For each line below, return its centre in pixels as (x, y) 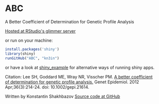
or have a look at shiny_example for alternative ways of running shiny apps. (80, 67)
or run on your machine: (29, 40)
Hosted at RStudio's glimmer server (40, 31)
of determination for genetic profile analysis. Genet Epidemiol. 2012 (72, 82)
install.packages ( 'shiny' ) (32, 49)
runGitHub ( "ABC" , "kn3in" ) (32, 58)
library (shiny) (20, 53)
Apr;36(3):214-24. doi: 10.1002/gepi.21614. (47, 87)
